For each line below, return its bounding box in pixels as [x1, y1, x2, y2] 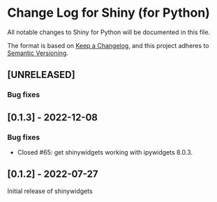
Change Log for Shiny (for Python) [7, 5, 211, 21]
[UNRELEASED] [7, 69, 75, 81]
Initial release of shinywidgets [7, 187, 93, 195]
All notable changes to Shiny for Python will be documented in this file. [7, 28, 211, 36]
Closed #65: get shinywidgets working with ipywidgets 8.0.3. [17, 148, 193, 156]
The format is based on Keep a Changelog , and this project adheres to [7, 41, 209, 49]
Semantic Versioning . [7, 49, 68, 57]
